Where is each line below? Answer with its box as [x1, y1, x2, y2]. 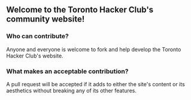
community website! [6, 14, 85, 25]
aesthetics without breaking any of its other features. [6, 87, 137, 94]
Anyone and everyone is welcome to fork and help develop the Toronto [6, 46, 181, 53]
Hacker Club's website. [6, 52, 64, 59]
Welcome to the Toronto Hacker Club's [6, 5, 154, 15]
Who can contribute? [6, 32, 69, 41]
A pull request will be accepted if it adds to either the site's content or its [6, 80, 186, 87]
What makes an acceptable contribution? [6, 67, 129, 75]
